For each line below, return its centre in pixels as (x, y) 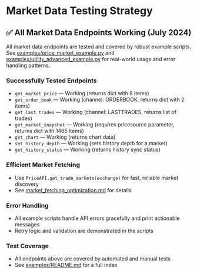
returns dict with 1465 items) (49, 131)
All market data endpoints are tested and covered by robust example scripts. (99, 46)
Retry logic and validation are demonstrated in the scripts (84, 230)
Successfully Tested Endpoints (51, 81)
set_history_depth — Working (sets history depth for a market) (91, 143)
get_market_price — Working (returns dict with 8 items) (82, 93)
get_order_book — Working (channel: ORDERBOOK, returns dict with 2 (99, 100)
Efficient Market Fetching (43, 165)
